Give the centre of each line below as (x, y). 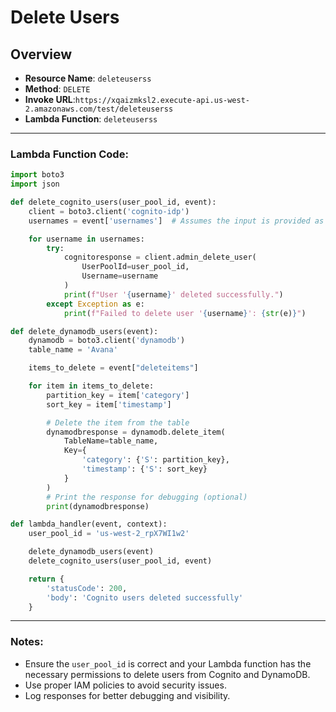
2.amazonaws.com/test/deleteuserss (99, 109)
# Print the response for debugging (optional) (147, 497)
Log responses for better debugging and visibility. (127, 695)
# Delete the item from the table (118, 422)
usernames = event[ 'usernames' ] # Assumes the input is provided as (176, 221)
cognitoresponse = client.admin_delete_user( (160, 257)
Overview (41, 54)
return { (46, 579)
